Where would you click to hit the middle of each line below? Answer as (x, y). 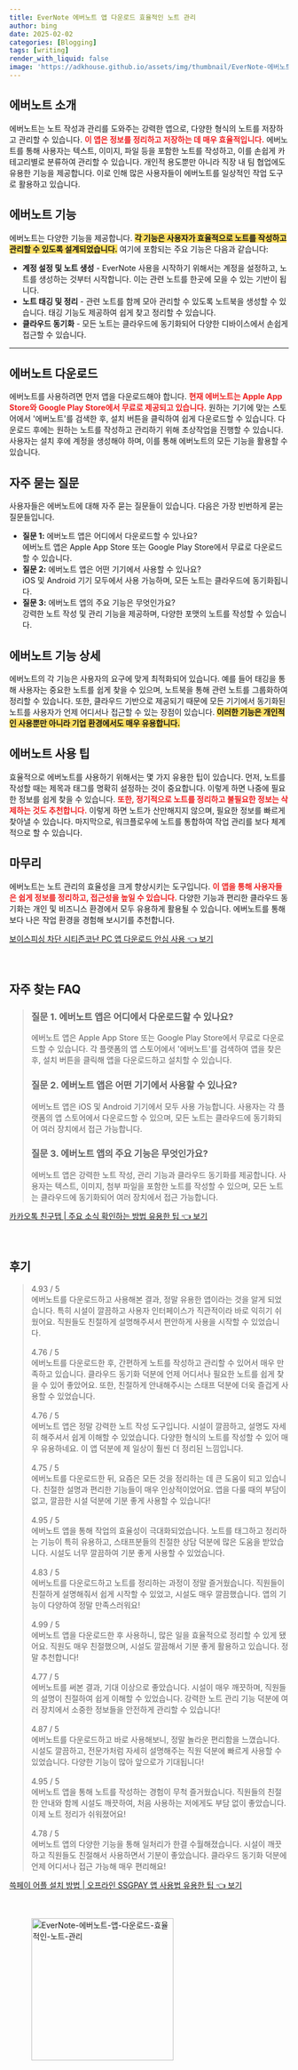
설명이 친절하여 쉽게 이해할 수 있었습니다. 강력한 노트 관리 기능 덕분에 (160, 1698)
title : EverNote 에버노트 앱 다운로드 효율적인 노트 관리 (103, 17)
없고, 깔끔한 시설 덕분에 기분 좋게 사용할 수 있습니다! (121, 1500)
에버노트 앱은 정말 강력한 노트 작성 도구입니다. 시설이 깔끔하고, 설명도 (150, 1426)
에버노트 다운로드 (54, 373)
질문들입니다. (32, 517)
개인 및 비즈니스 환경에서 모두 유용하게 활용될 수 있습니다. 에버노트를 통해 (159, 909)
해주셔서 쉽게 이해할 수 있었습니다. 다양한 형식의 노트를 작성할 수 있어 (160, 1437)
